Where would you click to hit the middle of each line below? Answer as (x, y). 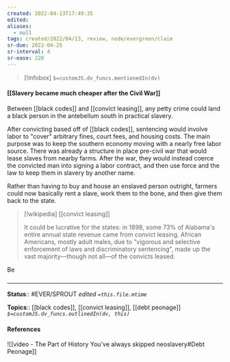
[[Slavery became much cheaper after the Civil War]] (84, 93)
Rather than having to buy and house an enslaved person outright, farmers (112, 186)
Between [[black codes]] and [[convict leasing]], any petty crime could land (114, 108)
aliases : (20, 26)
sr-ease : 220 (26, 58)
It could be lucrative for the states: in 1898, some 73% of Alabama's (119, 227)
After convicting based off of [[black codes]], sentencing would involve (107, 129)
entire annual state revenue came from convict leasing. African (113, 234)
